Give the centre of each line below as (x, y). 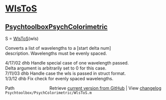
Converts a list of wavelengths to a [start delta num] (58, 48)
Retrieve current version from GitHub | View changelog (105, 88)
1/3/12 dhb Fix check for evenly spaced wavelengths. (59, 79)
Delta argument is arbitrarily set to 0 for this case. (56, 68)
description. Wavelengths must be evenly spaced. (56, 53)
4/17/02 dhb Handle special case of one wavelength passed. (67, 63)
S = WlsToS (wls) (22, 38)
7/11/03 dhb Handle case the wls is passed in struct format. (66, 73)
